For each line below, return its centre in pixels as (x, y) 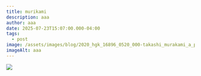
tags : (13, 34)
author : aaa (21, 23)
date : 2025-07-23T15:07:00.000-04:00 (53, 28)
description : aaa (28, 17)
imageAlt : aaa (24, 50)
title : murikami (26, 12)
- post (20, 39)
